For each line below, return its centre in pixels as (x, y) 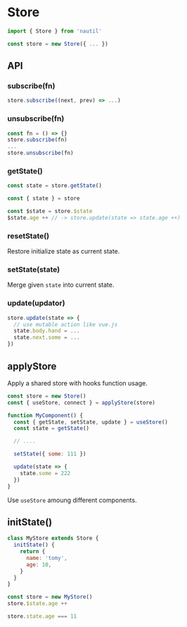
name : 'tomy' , (47, 558)
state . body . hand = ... (47, 331)
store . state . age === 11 (42, 616)
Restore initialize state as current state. (64, 251)
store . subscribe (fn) (38, 140)
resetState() (28, 236)
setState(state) (34, 270)
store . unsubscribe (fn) (40, 153)
